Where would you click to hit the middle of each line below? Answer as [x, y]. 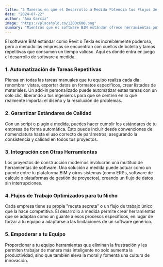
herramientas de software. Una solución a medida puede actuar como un [78, 167]
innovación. [16, 260]
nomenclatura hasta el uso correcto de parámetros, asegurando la [71, 134]
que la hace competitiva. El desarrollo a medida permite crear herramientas [80, 211]
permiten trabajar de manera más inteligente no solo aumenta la [69, 250]
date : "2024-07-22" [25, 14]
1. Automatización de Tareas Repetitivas [53, 69]
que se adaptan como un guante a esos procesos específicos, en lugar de [79, 217]
